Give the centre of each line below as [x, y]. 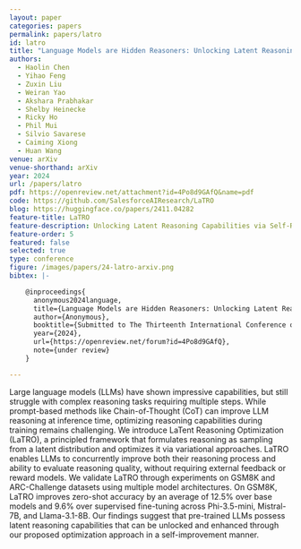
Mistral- [272, 506]
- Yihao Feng [42, 76]
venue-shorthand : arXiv [54, 167]
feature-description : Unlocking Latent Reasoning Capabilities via [138, 226]
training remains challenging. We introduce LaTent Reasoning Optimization [146, 430]
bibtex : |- [30, 276]
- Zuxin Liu [40, 84]
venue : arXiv [34, 159]
